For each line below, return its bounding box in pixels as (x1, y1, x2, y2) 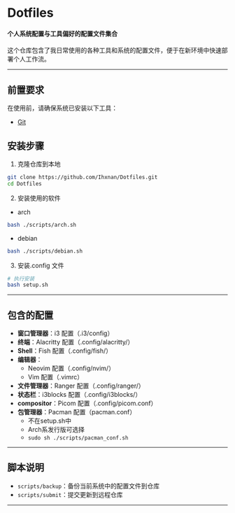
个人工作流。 (13, 55, 50, 64)
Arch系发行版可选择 (27, 426, 85, 434)
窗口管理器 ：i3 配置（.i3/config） (17, 329, 114, 337)
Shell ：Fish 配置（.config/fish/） (17, 346, 113, 355)
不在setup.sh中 (27, 416, 72, 425)
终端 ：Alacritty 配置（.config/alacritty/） (17, 338, 134, 346)
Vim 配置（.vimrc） (27, 373, 84, 381)
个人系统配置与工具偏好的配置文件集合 (7, 29, 117, 38)
